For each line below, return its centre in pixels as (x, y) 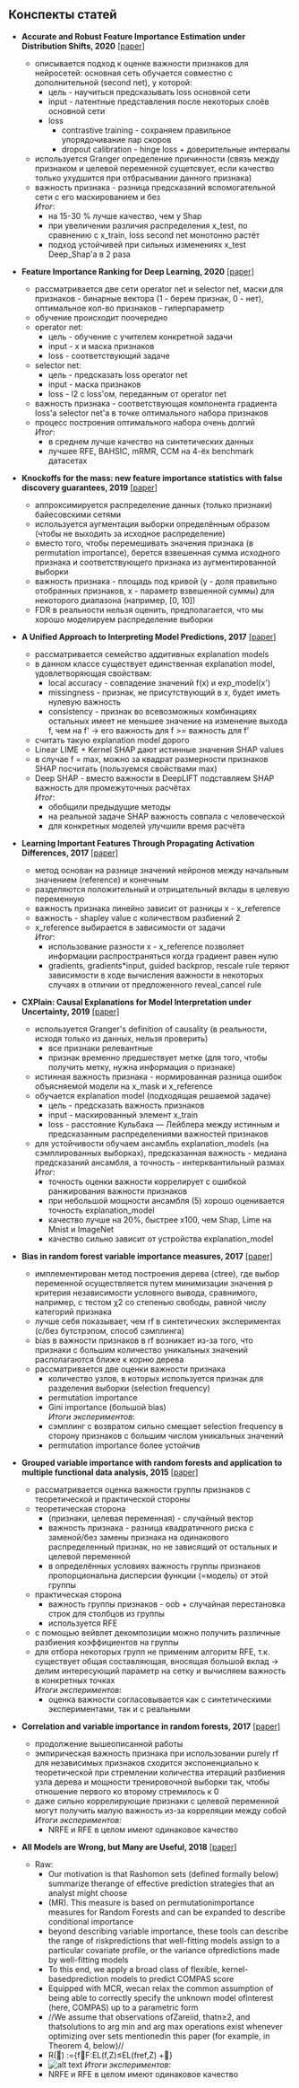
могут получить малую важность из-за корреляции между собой (161, 1810)
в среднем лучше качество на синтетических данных (151, 441)
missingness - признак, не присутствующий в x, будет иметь (164, 692)
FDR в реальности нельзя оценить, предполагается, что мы (149, 610)
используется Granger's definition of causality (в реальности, (151, 1029)
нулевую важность (85, 702)
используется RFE (83, 1623)
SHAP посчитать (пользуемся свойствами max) (126, 768)
